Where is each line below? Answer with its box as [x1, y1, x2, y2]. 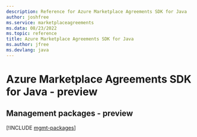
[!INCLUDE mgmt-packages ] [6, 124, 76, 131]
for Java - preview [6, 85, 98, 98]
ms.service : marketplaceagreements [6, 19, 94, 25]
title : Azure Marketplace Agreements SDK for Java [6, 36, 134, 42]
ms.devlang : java [6, 47, 49, 53]
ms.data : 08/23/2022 [6, 25, 58, 31]
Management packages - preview [6, 109, 134, 119]
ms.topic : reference [6, 31, 58, 37]
